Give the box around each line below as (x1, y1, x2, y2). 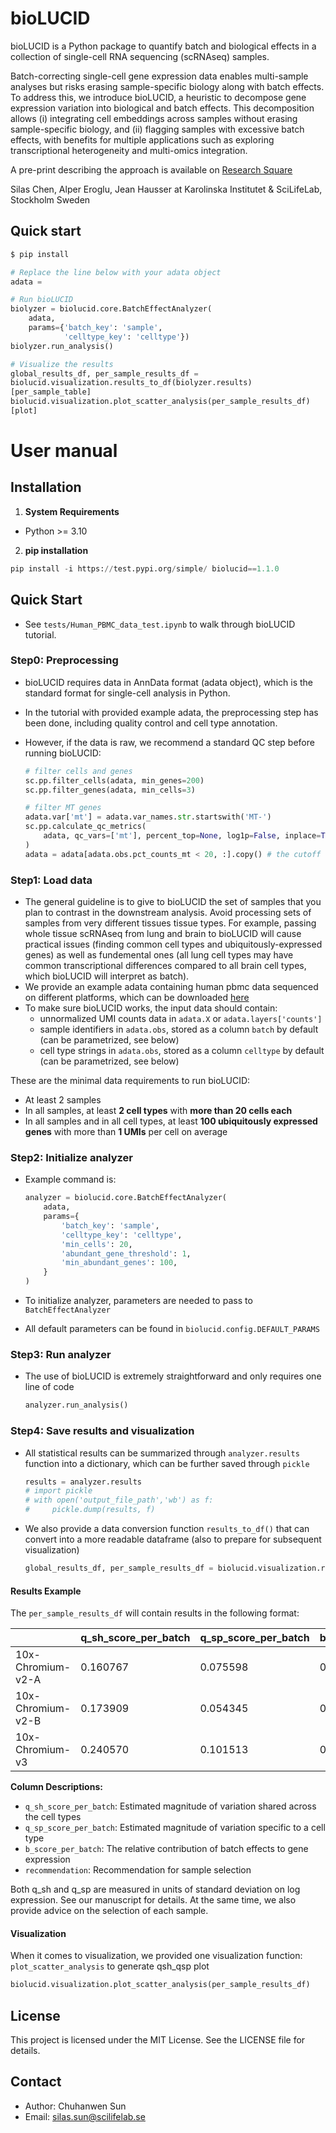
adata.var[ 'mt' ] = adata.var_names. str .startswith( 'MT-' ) (24, 812, 272, 822)
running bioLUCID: (24, 747, 102, 759)
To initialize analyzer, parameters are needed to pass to (24, 1295, 253, 1307)
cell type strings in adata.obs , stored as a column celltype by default (39, 1045, 325, 1057)
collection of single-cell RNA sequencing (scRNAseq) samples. (10, 50, 270, 62)
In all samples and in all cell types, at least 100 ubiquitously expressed (24, 1115, 318, 1127)
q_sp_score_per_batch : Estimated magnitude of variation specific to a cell (24, 1822, 326, 1834)
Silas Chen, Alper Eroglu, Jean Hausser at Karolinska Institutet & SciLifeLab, (10, 183, 323, 195)
